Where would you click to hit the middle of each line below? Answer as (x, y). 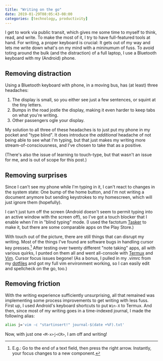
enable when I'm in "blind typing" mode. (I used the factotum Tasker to (76, 222)
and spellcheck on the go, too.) (36, 268)
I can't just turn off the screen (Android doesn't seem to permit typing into (79, 212)
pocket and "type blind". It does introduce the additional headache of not (78, 135)
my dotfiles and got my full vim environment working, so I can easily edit (77, 263)
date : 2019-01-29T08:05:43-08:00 (39, 14)
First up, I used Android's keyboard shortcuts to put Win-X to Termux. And (78, 306)
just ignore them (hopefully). (33, 202)
